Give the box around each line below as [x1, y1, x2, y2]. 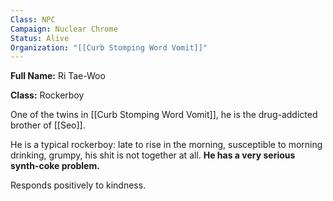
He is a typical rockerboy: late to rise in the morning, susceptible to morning [10, 139, 323, 151]
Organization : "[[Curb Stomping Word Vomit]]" [10, 42, 208, 53]
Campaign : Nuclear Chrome [10, 24, 118, 34]
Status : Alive [10, 33, 70, 43]
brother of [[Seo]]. [10, 119, 86, 131]
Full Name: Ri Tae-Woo [10, 70, 106, 82]
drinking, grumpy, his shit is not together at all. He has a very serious [10, 149, 296, 161]
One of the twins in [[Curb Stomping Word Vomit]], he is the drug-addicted [10, 109, 318, 121]
